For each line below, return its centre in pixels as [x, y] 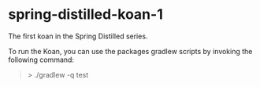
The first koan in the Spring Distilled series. [78, 36]
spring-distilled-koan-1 [85, 14]
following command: [41, 60]
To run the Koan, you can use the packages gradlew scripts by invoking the [130, 51]
